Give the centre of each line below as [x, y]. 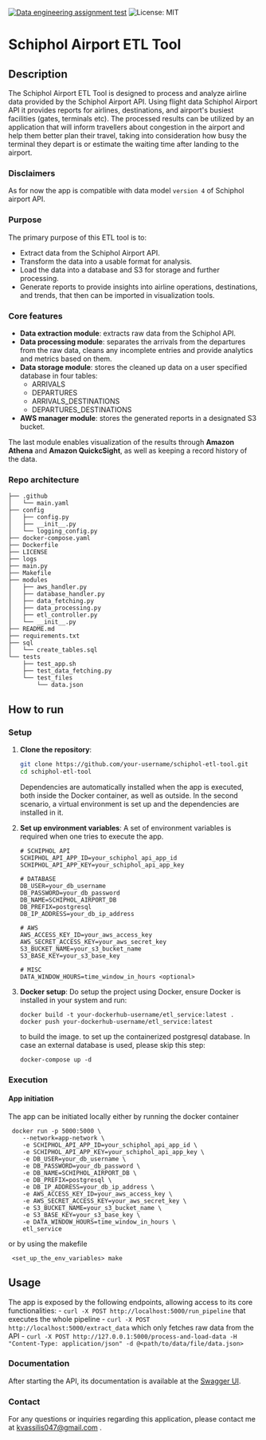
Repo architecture [44, 479]
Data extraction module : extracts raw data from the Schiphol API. [128, 333]
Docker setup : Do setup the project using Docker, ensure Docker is [130, 991]
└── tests [25, 657]
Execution [28, 1080]
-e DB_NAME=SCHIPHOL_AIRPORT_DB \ [80, 1173]
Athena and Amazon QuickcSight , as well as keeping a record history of [128, 450]
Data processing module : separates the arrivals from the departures [133, 341]
